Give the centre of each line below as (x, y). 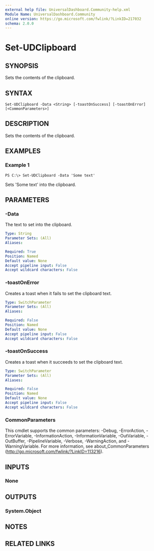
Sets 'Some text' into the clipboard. (41, 184)
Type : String (18, 234)
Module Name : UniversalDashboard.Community (50, 14)
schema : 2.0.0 (20, 23)
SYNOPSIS (22, 66)
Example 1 (17, 165)
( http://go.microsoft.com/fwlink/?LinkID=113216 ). (54, 452)
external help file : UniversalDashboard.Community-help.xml (68, 10)
